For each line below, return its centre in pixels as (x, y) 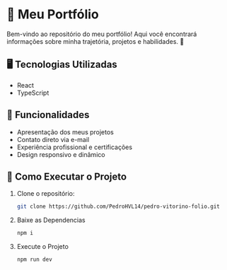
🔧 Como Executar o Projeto (67, 176)
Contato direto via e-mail (53, 139)
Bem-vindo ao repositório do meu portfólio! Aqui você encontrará (102, 34)
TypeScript (33, 93)
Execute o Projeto (42, 247)
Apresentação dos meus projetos (65, 132)
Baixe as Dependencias (51, 220)
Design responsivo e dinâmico (61, 154)
